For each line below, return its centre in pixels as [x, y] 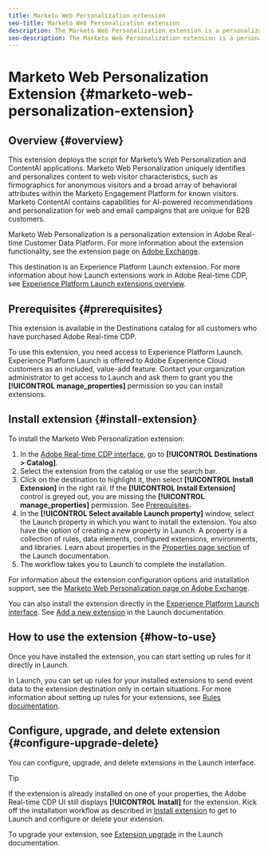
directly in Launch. [39, 665]
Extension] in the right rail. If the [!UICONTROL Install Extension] [128, 488]
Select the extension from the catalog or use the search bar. [118, 470]
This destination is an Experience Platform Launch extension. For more [124, 267]
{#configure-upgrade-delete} [84, 744]
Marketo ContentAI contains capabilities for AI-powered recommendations [130, 202]
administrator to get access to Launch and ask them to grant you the [121, 378]
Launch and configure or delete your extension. [87, 819]
